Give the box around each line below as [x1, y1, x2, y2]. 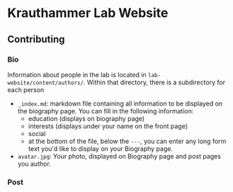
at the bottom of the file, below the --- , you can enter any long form [28, 137, 227, 145]
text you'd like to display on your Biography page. [28, 144, 174, 153]
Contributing [7, 33, 65, 45]
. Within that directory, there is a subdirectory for [83, 78, 226, 86]
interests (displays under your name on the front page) [28, 122, 188, 130]
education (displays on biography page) [28, 114, 145, 123]
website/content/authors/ [7, 79, 84, 86]
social [28, 129, 46, 137]
